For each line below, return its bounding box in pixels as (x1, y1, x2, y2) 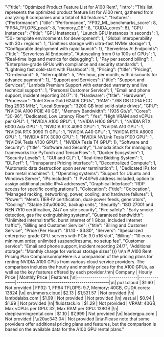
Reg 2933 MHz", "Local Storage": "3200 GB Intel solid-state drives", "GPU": (5, 103, 158, 109)
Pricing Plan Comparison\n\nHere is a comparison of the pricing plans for (5, 254, 153, 259)
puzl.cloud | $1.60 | (117, 280, 156, 285)
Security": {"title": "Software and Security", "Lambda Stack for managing (5, 144, 152, 150)
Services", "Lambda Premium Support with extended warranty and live (5, 82, 148, 88)
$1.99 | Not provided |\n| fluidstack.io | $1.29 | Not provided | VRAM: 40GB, (5, 300, 157, 306)
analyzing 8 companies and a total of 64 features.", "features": (5, 15, 131, 20)
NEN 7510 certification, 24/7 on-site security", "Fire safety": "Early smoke (5, 207, 154, 212)
